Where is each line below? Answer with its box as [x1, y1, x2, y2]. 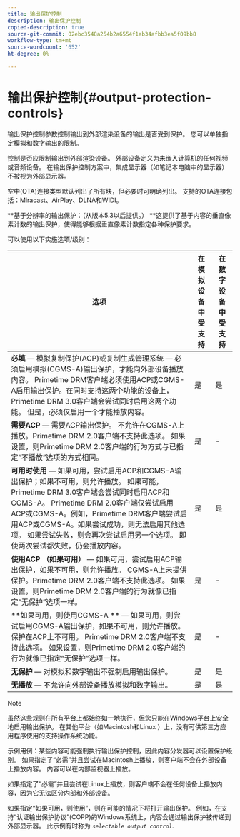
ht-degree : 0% [7, 51, 50, 58]
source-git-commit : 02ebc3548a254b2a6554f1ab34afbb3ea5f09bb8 [7, 30, 196, 38]
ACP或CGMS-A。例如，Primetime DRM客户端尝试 [11, 508, 181, 518]
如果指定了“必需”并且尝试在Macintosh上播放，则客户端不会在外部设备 [21, 755, 227, 764]
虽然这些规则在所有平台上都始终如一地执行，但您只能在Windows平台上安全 [7, 713, 229, 722]
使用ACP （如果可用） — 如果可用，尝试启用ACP [11, 554, 175, 564]
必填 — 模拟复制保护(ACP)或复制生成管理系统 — [11, 353, 173, 363]
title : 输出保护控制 [7, 10, 62, 18]
